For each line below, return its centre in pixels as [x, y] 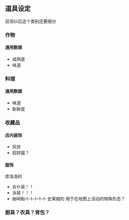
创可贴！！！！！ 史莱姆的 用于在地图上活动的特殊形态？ [68, 199]
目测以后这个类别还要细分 [31, 21]
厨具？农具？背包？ [27, 213]
